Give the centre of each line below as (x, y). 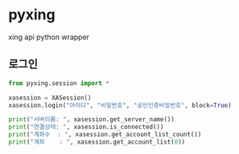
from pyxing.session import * (59, 83)
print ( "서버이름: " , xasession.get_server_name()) (92, 120)
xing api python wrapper (49, 37)
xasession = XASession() (50, 98)
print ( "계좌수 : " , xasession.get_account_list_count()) (105, 135)
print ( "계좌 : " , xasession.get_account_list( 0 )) (97, 142)
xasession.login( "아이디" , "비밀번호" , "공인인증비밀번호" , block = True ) (120, 105)
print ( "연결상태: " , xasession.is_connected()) (86, 127)
